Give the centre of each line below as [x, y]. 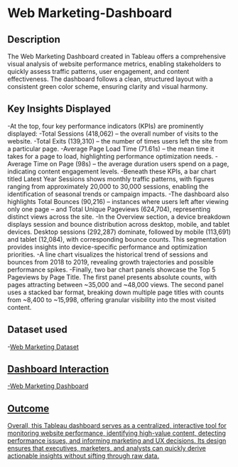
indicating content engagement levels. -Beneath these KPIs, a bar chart [112, 171]
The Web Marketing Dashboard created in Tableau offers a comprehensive [117, 56]
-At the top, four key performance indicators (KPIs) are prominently [106, 126]
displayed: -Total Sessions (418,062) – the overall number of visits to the [113, 134]
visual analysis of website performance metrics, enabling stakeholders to [114, 64]
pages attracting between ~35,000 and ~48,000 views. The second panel [115, 284]
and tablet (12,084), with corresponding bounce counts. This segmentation [117, 239]
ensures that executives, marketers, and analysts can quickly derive [107, 449]
